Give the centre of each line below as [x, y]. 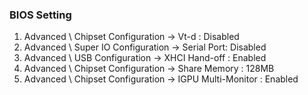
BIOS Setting [40, 15]
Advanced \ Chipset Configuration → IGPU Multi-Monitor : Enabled [161, 79]
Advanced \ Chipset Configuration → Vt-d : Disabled [131, 37]
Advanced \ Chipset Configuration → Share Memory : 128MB [149, 69]
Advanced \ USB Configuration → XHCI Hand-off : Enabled [145, 58]
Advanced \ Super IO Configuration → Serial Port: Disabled [145, 47]
